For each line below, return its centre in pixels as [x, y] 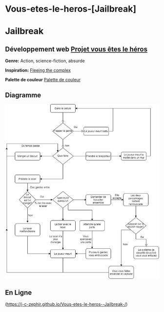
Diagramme [23, 95]
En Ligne [19, 292]
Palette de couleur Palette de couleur [43, 80]
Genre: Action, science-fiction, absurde [45, 61]
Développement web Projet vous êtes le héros [76, 49]
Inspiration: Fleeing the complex [38, 70]
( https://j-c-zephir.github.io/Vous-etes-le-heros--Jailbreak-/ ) [66, 304]
